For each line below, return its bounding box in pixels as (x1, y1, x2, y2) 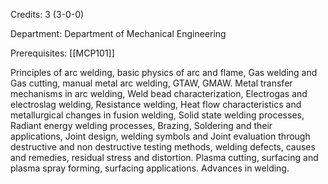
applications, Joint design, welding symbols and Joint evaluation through (10, 130, 311, 142)
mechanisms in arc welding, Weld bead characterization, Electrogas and (10, 88, 308, 99)
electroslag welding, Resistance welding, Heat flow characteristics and (10, 99, 302, 110)
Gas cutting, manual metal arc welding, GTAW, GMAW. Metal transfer (10, 77, 293, 89)
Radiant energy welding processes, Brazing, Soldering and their (10, 120, 273, 131)
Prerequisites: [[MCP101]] (10, 47, 115, 59)
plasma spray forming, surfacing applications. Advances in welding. (10, 162, 290, 174)
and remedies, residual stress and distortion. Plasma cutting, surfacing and (10, 152, 319, 163)
